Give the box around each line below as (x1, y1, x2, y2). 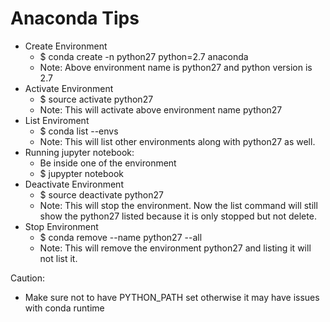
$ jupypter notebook (39, 167, 125, 179)
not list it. (39, 252, 78, 264)
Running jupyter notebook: (24, 146, 135, 158)
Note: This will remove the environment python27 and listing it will (39, 242, 312, 254)
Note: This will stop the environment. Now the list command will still (39, 199, 318, 211)
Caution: (10, 272, 46, 284)
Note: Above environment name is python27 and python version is (39, 61, 313, 73)
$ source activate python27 (39, 93, 154, 105)
